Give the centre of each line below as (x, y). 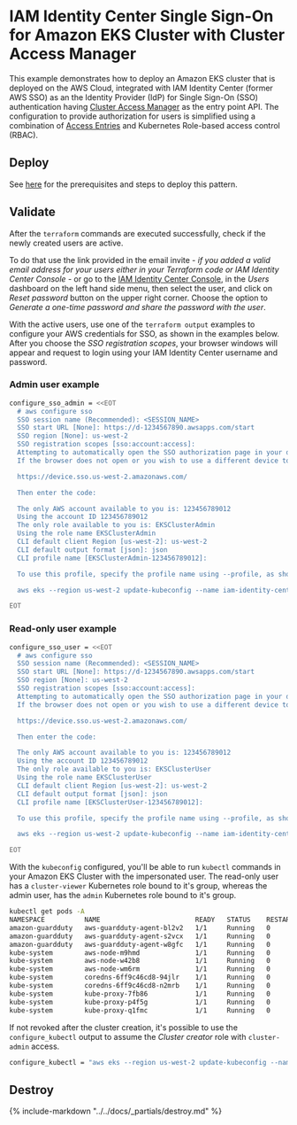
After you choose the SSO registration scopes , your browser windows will (144, 343)
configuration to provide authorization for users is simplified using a (133, 116)
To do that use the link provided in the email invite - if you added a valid (140, 260)
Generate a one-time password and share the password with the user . (138, 306)
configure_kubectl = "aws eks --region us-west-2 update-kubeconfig (138, 1062)
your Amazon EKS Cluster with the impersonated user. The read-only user (144, 877)
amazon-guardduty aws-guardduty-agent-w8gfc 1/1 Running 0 (140, 944)
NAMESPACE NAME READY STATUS (130, 920)
